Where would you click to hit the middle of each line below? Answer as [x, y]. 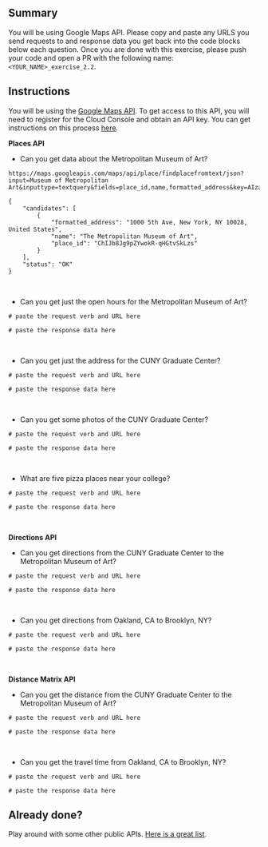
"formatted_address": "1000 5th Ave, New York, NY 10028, [149, 222]
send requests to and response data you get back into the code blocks [124, 41]
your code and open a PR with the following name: [91, 58]
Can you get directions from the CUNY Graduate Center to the [122, 553]
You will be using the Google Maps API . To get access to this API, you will [129, 110]
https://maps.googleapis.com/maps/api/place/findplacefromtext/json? [126, 173]
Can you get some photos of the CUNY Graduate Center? [114, 420]
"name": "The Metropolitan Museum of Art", [124, 236]
